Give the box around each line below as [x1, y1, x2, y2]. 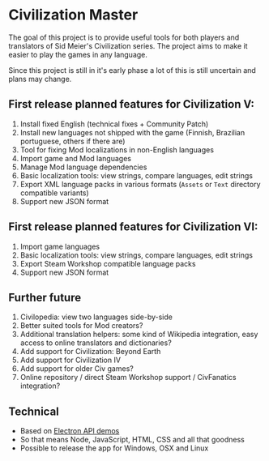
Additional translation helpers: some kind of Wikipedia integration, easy [19, 330, 258, 339]
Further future [8, 290, 82, 305]
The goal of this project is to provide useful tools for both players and [8, 32, 240, 42]
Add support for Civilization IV [19, 355, 122, 365]
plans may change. [8, 74, 72, 83]
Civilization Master [8, 6, 139, 24]
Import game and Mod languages [19, 153, 132, 163]
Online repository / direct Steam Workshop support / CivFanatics [19, 373, 237, 382]
